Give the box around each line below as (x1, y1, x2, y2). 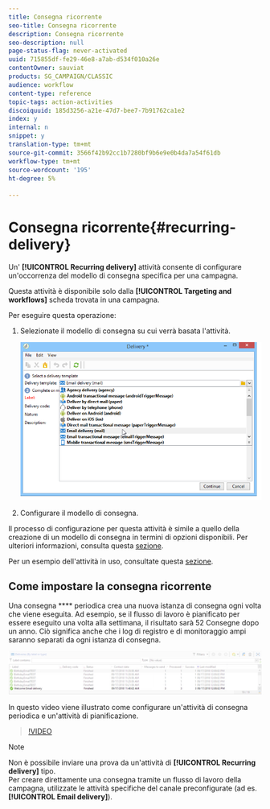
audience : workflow (8, 80, 74, 89)
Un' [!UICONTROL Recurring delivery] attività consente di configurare (8, 262, 243, 272)
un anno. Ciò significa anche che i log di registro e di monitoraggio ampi (8, 626, 247, 636)
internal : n (8, 123, 48, 132)
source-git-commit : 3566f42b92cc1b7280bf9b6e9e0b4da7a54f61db (8, 149, 221, 157)
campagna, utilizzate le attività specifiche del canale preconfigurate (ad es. (8, 783, 257, 793)
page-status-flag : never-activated (8, 47, 128, 56)
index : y (8, 115, 38, 123)
